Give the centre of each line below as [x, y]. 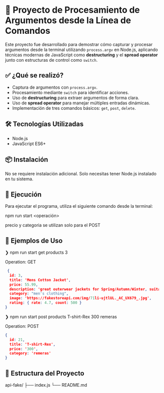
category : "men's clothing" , [39, 294]
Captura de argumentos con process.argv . [55, 87]
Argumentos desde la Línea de [68, 20]
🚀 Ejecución [23, 194]
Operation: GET [21, 262]
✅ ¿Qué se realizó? [34, 75]
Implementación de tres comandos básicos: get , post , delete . [74, 108]
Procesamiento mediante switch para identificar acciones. [71, 92]
